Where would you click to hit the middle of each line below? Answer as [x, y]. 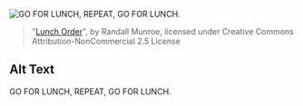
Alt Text [32, 69]
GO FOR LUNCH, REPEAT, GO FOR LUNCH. [90, 92]
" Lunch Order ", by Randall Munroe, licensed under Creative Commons [163, 31]
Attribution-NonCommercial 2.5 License [106, 41]
